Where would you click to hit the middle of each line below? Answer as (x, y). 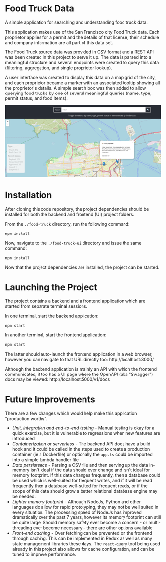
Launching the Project (51, 287)
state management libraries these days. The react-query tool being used (86, 544)
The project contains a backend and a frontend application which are (75, 301)
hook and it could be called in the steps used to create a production (81, 449)
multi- (154, 523)
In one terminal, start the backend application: (52, 316)
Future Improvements (50, 399)
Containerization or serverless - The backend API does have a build (81, 444)
